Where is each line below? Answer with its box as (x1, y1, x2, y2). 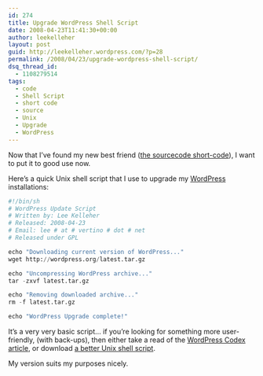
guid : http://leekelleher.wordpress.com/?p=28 (8, 48, 163, 56)
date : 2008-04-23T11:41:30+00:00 (8, 26, 118, 34)
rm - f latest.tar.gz (8, 298, 76, 307)
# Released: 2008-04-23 (8, 219, 86, 227)
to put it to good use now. (8, 158, 91, 168)
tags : (8, 77, 26, 85)
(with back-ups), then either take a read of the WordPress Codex (36, 335, 246, 345)
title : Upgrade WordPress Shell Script (8, 19, 139, 27)
